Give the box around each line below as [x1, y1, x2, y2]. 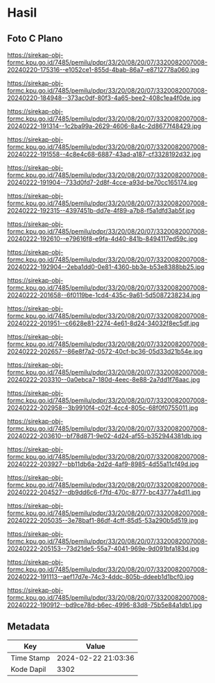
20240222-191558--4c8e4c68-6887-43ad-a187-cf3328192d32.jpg [7, 150, 201, 158]
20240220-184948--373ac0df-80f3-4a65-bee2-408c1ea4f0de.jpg [7, 94, 201, 102]
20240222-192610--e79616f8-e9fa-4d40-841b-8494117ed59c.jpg [7, 234, 198, 243]
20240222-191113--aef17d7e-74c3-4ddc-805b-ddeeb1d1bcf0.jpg [7, 573, 194, 580]
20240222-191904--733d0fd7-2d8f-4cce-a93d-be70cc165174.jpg [7, 178, 198, 187]
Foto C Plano [7, 33, 63, 44]
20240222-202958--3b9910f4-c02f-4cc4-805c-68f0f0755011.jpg [7, 404, 198, 412]
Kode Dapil [10, 664, 46, 674]
